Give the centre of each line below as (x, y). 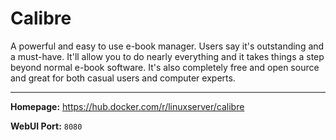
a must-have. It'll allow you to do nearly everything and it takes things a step (167, 56)
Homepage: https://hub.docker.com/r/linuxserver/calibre (127, 106)
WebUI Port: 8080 (46, 126)
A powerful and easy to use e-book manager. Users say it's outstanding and (167, 46)
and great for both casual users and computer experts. (123, 78)
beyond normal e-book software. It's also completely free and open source (165, 67)
